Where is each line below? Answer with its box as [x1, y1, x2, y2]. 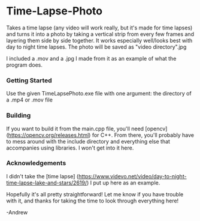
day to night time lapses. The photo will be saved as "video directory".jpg [6, 43, 187, 50]
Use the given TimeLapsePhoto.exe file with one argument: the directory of [6, 90, 192, 97]
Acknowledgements [6, 159, 66, 168]
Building [6, 111, 31, 120]
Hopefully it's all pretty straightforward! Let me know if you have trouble [6, 190, 184, 198]
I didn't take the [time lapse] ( [6, 172, 79, 180]
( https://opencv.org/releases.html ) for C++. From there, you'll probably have [6, 131, 195, 139]
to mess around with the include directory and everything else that [6, 138, 171, 145]
